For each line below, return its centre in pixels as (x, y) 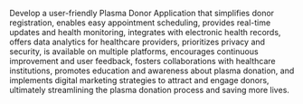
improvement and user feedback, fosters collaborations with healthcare (142, 61)
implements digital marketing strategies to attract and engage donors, (139, 80)
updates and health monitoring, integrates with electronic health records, (145, 32)
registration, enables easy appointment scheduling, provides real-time (140, 23)
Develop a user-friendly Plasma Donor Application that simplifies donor (142, 13)
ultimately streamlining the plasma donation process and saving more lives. (149, 90)
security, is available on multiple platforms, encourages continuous (134, 52)
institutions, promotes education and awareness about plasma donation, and (152, 71)
